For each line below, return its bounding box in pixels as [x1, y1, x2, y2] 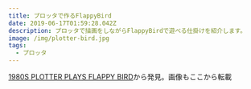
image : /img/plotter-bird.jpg [8, 34, 110, 42]
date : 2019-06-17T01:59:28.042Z [8, 19, 117, 27]
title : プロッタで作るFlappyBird [8, 11, 112, 20]
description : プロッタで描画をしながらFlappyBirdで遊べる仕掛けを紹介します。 [8, 26, 247, 34]
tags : [8, 42, 27, 50]
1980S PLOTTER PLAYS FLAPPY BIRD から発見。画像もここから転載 [8, 72, 232, 81]
